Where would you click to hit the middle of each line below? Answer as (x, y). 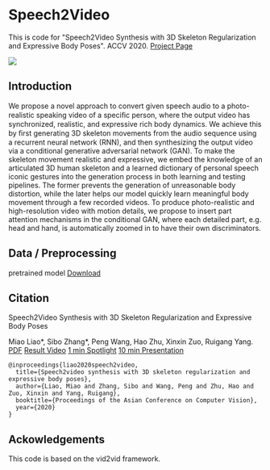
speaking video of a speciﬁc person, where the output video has (143, 115)
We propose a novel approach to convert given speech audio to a (117, 106)
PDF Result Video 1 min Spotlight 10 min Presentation (96, 350)
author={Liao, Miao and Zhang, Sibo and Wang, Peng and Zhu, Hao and (135, 386)
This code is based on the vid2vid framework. (85, 459)
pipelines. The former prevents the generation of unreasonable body (122, 185)
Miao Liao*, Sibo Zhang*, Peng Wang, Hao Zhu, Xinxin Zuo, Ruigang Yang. (131, 342)
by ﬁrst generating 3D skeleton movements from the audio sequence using (133, 133)
